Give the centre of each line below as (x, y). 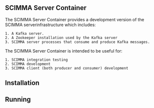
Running (18, 99)
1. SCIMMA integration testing (36, 60)
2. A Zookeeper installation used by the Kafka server (61, 38)
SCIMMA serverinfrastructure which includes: (50, 25)
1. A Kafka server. (25, 33)
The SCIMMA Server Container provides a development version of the (75, 19)
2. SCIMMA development (28, 64)
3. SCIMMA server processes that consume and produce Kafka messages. (77, 42)
